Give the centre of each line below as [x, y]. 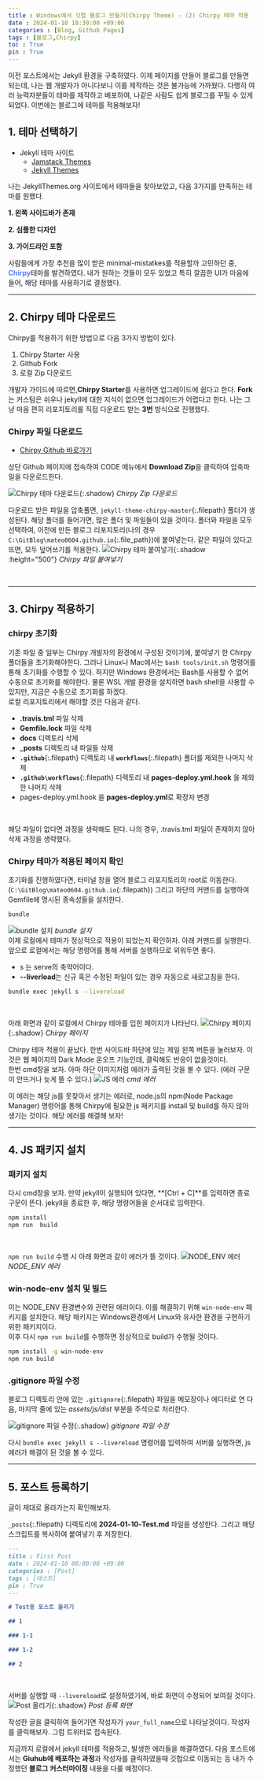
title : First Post [40, 1556]
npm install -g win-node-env [56, 1352]
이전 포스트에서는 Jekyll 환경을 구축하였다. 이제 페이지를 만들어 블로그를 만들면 [129, 75]
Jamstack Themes [61, 161]
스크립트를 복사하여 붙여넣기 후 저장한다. [70, 1534]
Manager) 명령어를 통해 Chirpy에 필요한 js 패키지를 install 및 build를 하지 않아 [128, 1105]
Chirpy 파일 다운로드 [46, 432]
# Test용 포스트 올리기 [41, 1608]
